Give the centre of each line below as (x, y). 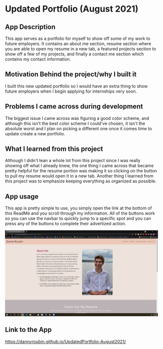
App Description (30, 27)
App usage (22, 196)
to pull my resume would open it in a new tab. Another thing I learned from (79, 176)
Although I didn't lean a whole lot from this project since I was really (73, 161)
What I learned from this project (54, 149)
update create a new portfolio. (35, 133)
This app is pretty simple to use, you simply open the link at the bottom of (78, 208)
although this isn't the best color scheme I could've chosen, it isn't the (75, 123)
